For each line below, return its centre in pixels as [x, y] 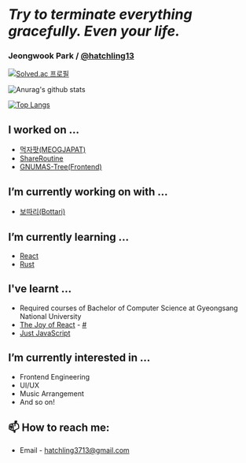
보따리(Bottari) [42, 212]
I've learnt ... [40, 289]
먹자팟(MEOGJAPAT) [53, 150]
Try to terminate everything [100, 15]
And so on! [37, 402]
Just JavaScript [45, 333]
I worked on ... [44, 130]
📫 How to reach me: [59, 427]
